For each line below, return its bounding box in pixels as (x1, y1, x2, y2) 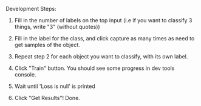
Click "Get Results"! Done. (14, 95, 80, 101)
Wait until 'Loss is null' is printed (14, 83, 95, 90)
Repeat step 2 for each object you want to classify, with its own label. (14, 53, 188, 60)
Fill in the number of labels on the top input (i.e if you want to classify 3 (14, 17, 192, 23)
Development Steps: (5, 5, 56, 12)
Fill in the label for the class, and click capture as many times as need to (14, 35, 195, 42)
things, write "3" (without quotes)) (14, 23, 101, 30)
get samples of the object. (14, 42, 80, 48)
